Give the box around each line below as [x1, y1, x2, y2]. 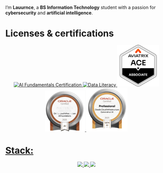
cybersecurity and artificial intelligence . [5, 10, 93, 16]
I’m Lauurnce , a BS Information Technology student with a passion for [5, 5, 156, 10]
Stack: [5, 144, 34, 156]
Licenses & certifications [5, 28, 114, 39]
